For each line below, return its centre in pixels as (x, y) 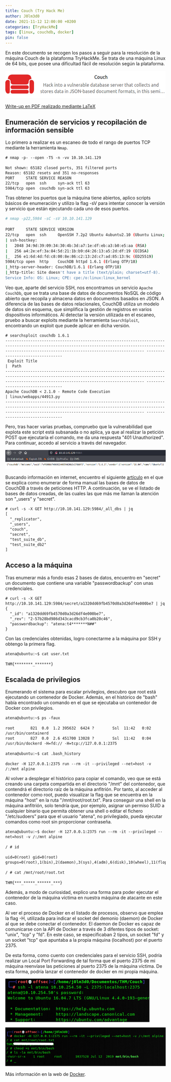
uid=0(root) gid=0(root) (32, 857)
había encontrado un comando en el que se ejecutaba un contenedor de (81, 703)
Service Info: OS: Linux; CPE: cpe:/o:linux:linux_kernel (68, 278)
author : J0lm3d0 (22, 16)
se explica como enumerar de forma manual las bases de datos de (75, 482)
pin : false (17, 38)
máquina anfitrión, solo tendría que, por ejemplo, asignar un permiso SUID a (85, 806)
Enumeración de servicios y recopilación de (76, 122)
